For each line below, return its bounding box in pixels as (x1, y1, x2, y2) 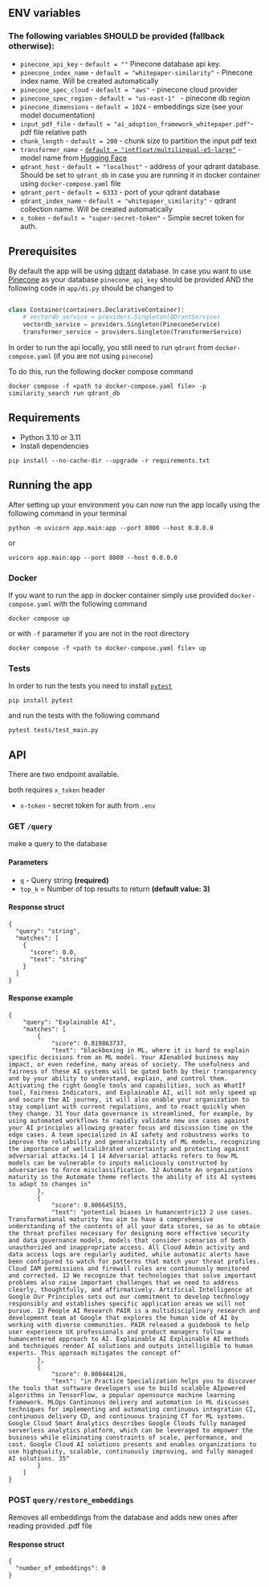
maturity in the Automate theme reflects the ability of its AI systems (8, 1173, 257, 1181)
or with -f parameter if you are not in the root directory (8, 628, 190, 638)
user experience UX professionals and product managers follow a (8, 1327, 231, 1336)
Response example (8, 993, 74, 1003)
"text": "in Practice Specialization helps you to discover (51, 1377, 257, 1385)
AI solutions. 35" (8, 1454, 70, 1462)
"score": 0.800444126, (51, 1370, 128, 1378)
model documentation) (19, 110, 96, 120)
